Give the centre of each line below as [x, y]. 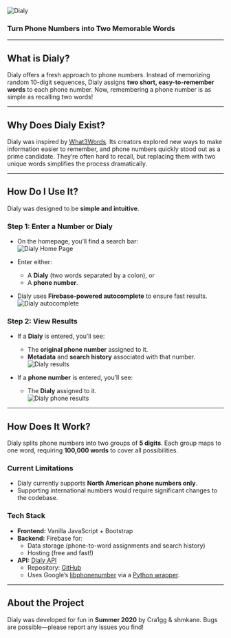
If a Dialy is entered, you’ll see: [61, 336]
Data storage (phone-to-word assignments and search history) [116, 546]
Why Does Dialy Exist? [56, 125]
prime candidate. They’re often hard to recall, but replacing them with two [111, 156]
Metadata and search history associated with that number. [111, 357]
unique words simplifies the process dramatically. [77, 163]
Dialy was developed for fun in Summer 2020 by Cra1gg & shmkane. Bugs [112, 619]
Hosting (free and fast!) [60, 552]
